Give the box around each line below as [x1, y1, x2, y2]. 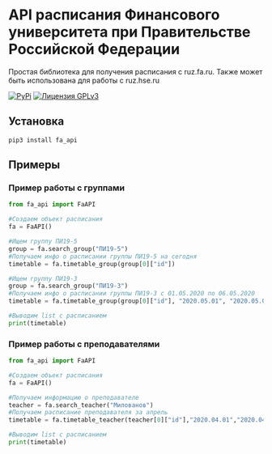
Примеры [8, 158, 61, 172]
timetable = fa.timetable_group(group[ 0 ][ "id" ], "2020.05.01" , [8, 297, 227, 305]
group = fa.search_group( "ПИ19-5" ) [8, 244, 129, 252]
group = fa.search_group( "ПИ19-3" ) [8, 282, 129, 291]
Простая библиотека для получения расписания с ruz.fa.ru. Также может [8, 66, 263, 76]
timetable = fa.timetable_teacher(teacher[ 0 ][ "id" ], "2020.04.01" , [8, 416, 237, 424]
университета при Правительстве [8, 23, 251, 41]
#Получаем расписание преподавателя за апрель [8, 409, 168, 417]
